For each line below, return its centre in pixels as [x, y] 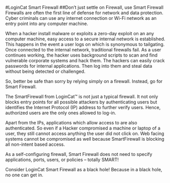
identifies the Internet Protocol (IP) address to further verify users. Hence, [83, 107]
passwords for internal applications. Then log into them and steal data [79, 66]
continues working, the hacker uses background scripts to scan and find [81, 55]
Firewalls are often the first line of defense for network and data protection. [84, 13]
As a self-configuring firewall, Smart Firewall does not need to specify [79, 154]
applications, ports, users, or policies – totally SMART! [62, 160]
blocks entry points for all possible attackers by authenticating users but [81, 102]
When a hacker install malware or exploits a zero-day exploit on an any [80, 33]
